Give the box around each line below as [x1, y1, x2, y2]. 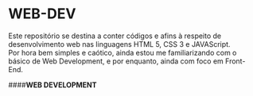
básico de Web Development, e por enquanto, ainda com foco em [8, 56, 224, 66]
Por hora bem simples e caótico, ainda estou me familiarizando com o [8, 48, 237, 57]
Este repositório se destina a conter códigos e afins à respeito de [8, 31, 222, 40]
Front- [225, 56, 246, 66]
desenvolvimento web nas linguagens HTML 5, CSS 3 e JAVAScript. [8, 39, 231, 48]
